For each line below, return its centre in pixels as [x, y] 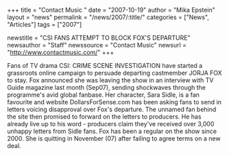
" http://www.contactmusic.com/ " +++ [61, 52]
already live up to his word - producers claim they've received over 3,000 [111, 124]
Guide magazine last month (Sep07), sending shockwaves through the [107, 87]
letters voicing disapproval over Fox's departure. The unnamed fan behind [112, 109]
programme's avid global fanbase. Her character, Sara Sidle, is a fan [104, 95]
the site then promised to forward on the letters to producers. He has [104, 117]
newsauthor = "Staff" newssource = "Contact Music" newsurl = [97, 45]
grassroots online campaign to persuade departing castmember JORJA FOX [115, 73]
